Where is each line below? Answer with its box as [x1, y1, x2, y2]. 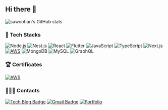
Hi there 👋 [5, 5, 37, 14]
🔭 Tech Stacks [5, 31, 41, 38]
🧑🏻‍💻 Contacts [5, 87, 40, 94]
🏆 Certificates [5, 61, 42, 68]
